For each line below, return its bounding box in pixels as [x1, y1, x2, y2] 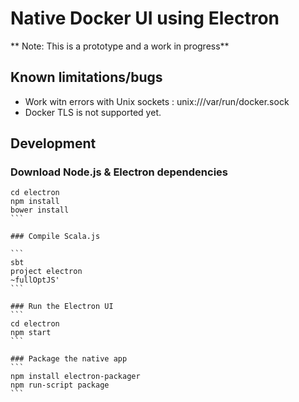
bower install [10, 205, 70, 216]
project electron [10, 267, 83, 277]
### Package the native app [10, 354, 128, 364]
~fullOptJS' [10, 275, 60, 286]
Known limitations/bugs [10, 69, 163, 86]
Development [10, 135, 97, 152]
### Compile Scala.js [10, 232, 101, 242]
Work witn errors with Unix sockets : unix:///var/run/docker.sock [24, 95, 290, 107]
